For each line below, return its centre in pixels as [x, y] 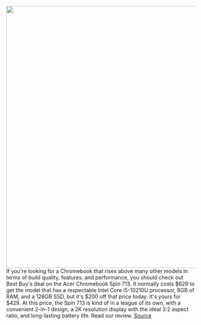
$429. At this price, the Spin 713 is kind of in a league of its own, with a [94, 303]
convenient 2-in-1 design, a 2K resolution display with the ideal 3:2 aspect [98, 309]
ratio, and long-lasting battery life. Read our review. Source [79, 315]
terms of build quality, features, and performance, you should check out [95, 277]
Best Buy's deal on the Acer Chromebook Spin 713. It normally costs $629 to [100, 284]
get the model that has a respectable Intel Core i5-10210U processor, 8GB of [100, 290]
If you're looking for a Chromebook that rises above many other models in [97, 271]
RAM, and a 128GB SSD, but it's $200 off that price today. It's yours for [94, 297]
